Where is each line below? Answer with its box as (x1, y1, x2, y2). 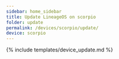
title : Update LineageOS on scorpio (6, 14, 96, 20)
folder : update (6, 19, 44, 25)
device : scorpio (6, 30, 46, 36)
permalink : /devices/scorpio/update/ (6, 25, 99, 31)
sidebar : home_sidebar (6, 8, 62, 15)
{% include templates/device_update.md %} (6, 46, 114, 53)
